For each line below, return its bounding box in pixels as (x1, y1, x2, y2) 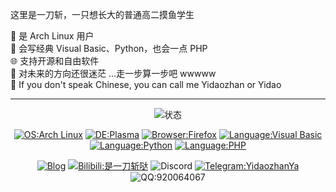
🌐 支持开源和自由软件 (10, 55, 100, 67)
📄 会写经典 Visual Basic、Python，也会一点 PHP (10, 43, 208, 54)
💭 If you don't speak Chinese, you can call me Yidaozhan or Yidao (10, 79, 282, 90)
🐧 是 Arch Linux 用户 (10, 30, 95, 42)
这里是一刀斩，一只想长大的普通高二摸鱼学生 (10, 9, 195, 20)
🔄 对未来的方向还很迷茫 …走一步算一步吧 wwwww (10, 68, 217, 79)
